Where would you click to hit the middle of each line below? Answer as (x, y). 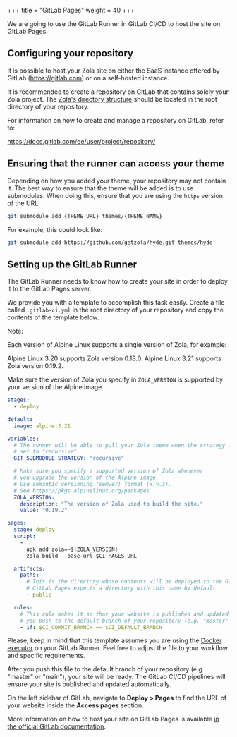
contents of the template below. (53, 317)
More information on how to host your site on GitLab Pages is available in (114, 719)
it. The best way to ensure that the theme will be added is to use (101, 188)
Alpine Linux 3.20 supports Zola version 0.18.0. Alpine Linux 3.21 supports (115, 358)
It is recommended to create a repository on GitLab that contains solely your (118, 92)
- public (39, 595)
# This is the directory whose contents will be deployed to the (124, 582)
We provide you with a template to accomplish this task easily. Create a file (116, 303)
